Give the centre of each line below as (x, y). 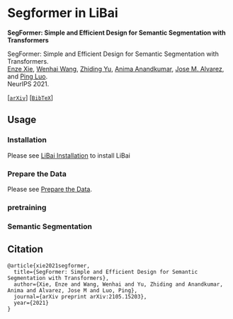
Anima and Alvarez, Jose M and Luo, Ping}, (73, 290)
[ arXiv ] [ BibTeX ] (30, 98)
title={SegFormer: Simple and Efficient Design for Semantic (106, 272)
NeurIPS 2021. (28, 83)
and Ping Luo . (28, 76)
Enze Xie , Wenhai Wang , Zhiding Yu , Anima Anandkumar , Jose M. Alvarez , (116, 69)
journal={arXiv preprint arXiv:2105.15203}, (80, 296)
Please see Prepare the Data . (50, 189)
